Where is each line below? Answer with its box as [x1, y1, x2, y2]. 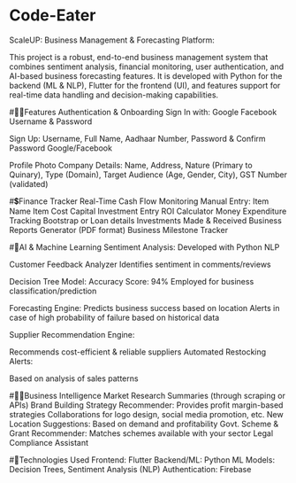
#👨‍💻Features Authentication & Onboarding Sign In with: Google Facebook [9, 106, 277, 117]
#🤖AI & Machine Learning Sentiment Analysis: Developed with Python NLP [9, 241, 280, 253]
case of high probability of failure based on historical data [9, 312, 220, 323]
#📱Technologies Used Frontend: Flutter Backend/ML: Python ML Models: [9, 454, 276, 465]
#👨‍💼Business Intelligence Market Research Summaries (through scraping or [9, 390, 285, 401]
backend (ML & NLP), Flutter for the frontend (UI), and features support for [9, 80, 281, 90]
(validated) [9, 178, 49, 189]
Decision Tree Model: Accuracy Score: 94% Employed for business [9, 276, 254, 286]
